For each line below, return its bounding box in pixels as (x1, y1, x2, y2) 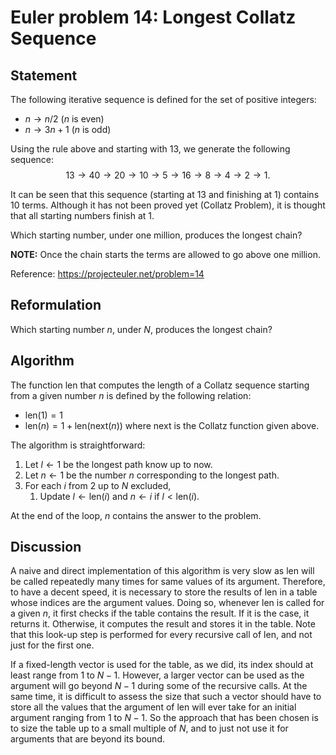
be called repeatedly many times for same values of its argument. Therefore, (10, 576, 326, 588)
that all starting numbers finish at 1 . (10, 210, 155, 221)
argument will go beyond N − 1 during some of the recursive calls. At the (10, 680, 308, 692)
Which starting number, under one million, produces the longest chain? (10, 229, 303, 241)
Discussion (10, 539, 82, 556)
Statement (10, 67, 78, 84)
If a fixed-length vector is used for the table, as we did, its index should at (10, 659, 314, 671)
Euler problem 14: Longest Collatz (10, 6, 297, 29)
